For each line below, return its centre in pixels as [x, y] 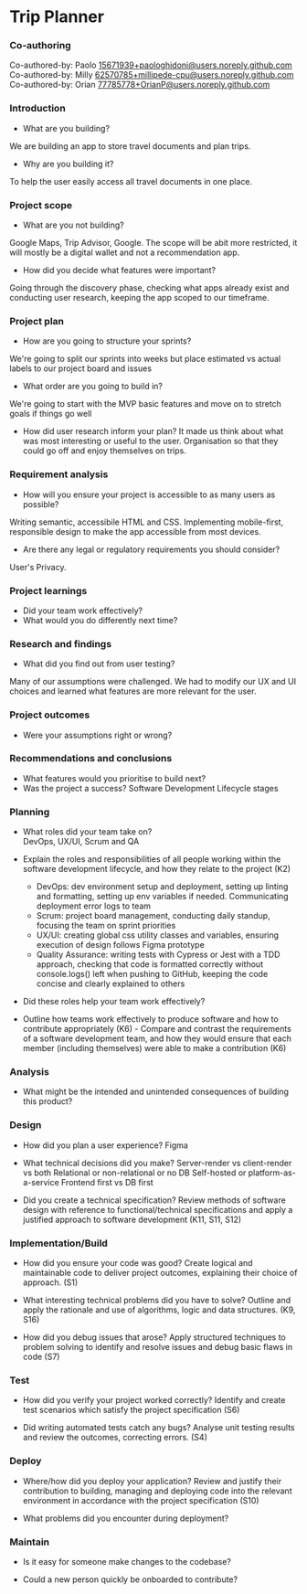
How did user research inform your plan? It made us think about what [153, 431]
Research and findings [61, 643]
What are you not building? [74, 225]
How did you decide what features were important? [119, 271]
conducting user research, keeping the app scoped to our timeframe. [139, 298]
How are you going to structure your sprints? [107, 341]
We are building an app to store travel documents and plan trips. [130, 146]
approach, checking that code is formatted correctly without [149, 964]
